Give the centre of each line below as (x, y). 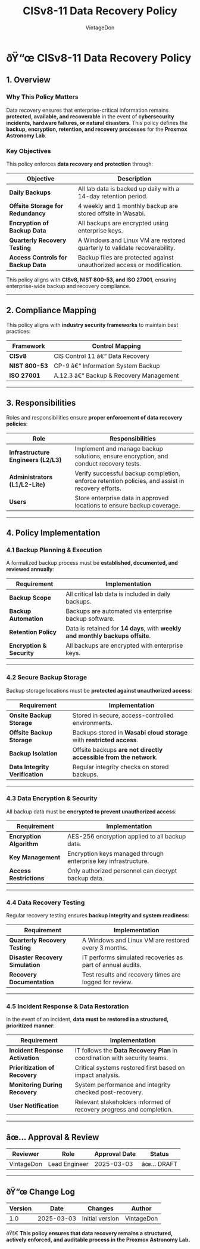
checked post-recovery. (109, 1092)
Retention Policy (33, 632)
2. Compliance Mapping (51, 310)
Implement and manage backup (119, 448)
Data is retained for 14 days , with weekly (124, 629)
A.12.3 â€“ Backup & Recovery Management (117, 375)
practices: (18, 331)
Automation (26, 619)
